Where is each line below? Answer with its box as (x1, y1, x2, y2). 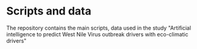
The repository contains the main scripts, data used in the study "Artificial (6, 24, 192, 31)
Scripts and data (6, 4, 91, 18)
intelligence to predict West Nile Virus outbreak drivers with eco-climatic (6, 30, 188, 38)
